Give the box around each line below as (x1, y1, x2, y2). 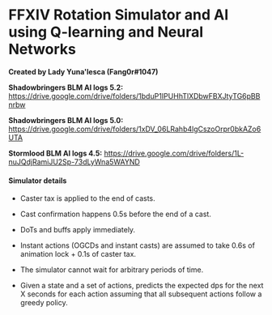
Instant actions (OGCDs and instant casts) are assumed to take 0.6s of (19, 241, 255, 250)
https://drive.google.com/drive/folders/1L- (104, 148, 244, 158)
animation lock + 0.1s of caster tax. (19, 249, 136, 259)
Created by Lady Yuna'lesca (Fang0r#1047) (8, 66, 159, 76)
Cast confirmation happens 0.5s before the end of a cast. (19, 209, 212, 219)
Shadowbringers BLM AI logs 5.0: (8, 115, 124, 125)
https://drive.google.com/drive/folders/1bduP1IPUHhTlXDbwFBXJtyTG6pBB (8, 91, 261, 100)
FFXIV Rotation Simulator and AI (8, 6, 229, 24)
